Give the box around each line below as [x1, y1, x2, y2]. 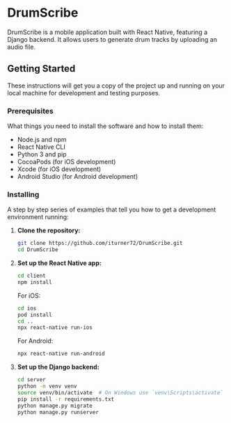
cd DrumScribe [17, 246, 58, 253]
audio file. [7, 42, 36, 51]
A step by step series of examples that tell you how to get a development [7, 205, 216, 214]
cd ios [17, 305, 37, 312]
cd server [17, 376, 47, 383]
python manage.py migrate [17, 402, 93, 409]
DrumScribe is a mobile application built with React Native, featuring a [7, 28, 208, 36]
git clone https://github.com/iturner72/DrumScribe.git [17, 240, 183, 247]
